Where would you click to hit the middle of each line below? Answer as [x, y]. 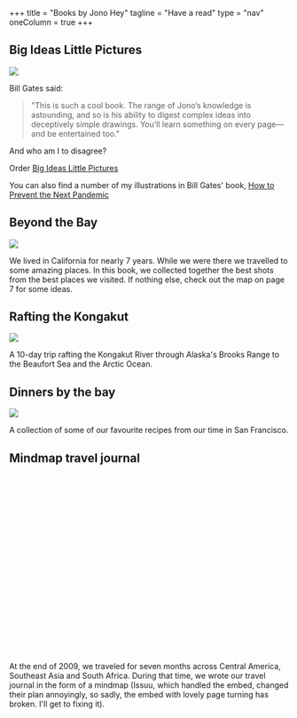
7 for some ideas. [41, 288]
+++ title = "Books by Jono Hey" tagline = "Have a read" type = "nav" [137, 13]
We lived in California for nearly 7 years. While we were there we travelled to [148, 260]
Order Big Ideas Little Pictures [64, 168]
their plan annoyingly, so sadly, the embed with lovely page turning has [139, 695]
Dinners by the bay [63, 392]
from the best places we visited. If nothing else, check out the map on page [147, 280]
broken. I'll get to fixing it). [57, 704]
